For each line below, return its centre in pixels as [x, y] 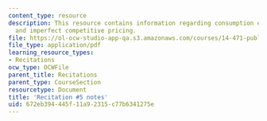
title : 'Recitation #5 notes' [58, 97]
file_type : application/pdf [55, 45]
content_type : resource [48, 16]
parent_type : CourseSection [55, 82]
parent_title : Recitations [53, 75]
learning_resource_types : [51, 53]
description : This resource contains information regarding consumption [131, 23]
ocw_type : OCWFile [39, 68]
